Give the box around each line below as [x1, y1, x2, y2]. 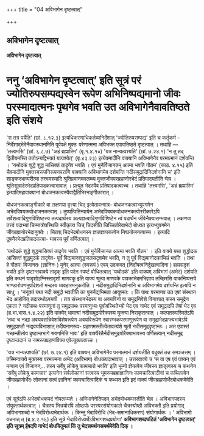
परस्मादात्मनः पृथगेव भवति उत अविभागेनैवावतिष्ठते [6, 100, 190, 114]
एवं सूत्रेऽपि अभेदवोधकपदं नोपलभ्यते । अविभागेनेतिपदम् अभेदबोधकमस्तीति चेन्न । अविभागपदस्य [6, 395, 186, 402]
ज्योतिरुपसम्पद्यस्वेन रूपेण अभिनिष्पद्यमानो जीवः [6, 87, 181, 100]
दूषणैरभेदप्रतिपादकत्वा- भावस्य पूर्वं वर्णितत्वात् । [6, 235, 94, 242]
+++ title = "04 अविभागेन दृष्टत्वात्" [6, 6, 83, 13]
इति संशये [6, 113, 43, 127]
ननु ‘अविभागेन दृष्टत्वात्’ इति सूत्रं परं [6, 74, 141, 87]
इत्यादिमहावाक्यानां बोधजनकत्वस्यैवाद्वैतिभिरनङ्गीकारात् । [6, 189, 114, 196]
